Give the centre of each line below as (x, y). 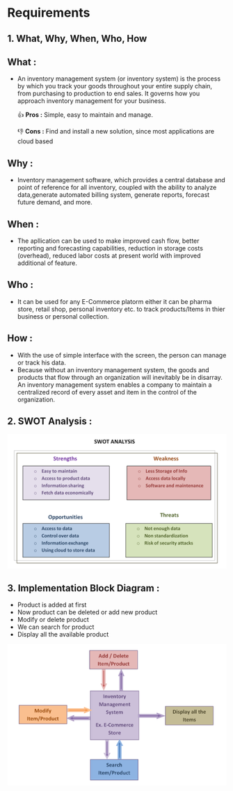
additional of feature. (47, 263)
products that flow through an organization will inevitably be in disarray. (120, 377)
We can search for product (56, 627)
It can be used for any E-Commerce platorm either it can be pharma (114, 301)
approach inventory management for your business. (92, 101)
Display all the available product (63, 634)
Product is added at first (52, 605)
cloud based (35, 141)
